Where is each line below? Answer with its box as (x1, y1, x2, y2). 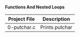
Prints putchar (40, 24, 73, 31)
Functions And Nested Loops (5, 4, 65, 10)
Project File (8, 16, 35, 22)
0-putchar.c (7, 24, 36, 31)
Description (42, 16, 70, 22)
